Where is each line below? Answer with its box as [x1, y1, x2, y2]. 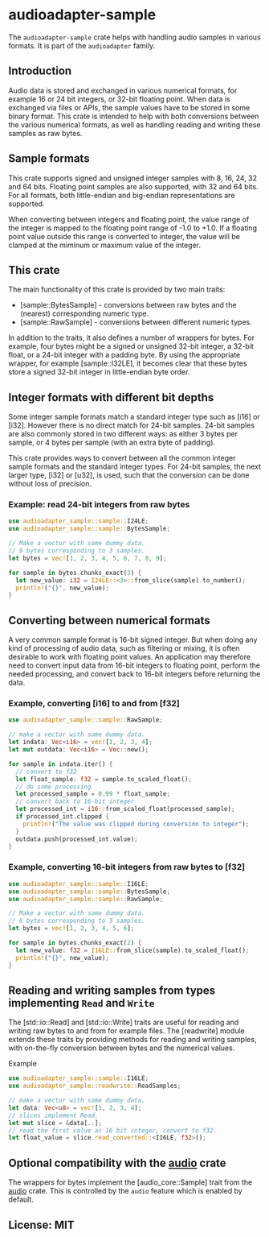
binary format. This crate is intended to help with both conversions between [8, 111, 259, 121]
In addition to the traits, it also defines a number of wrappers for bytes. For [8, 333, 255, 343]
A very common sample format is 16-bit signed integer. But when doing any [8, 635, 258, 645]
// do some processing [15, 783, 92, 791]
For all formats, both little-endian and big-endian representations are [8, 190, 235, 200]
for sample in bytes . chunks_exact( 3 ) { [8, 569, 142, 577]
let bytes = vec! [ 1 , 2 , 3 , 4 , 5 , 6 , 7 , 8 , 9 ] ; [8, 554, 167, 562]
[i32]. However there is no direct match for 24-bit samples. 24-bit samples [8, 420, 255, 430]
